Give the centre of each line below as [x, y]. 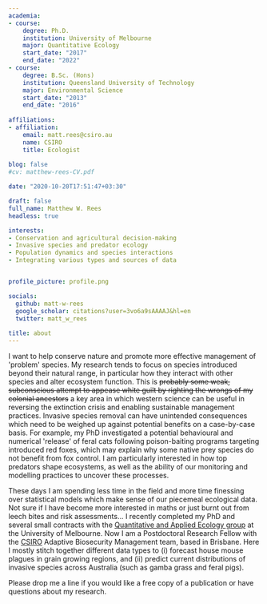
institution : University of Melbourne [87, 38]
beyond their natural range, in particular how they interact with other [121, 373]
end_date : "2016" [52, 105]
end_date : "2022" [52, 61]
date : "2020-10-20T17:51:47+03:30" [68, 187]
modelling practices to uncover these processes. [89, 475]
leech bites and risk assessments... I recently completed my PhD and [122, 516]
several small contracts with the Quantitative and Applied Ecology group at [131, 525]
